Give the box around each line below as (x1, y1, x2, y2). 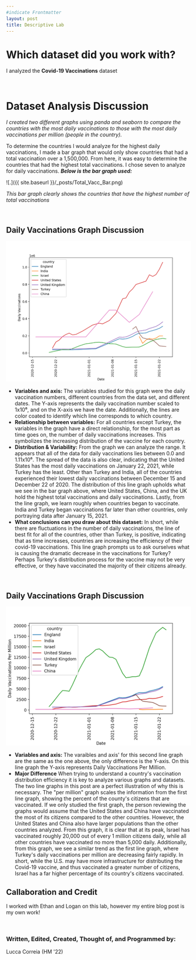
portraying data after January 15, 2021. (14, 512, 109, 519)
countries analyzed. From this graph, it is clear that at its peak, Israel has (14, 826, 190, 834)
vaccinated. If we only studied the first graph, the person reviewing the (14, 801, 187, 808)
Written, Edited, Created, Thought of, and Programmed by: (6, 935, 176, 943)
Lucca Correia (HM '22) (6, 948, 63, 955)
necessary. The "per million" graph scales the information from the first (14, 789, 187, 796)
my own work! (6, 909, 40, 916)
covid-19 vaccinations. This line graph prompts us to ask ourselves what (14, 543, 190, 551)
